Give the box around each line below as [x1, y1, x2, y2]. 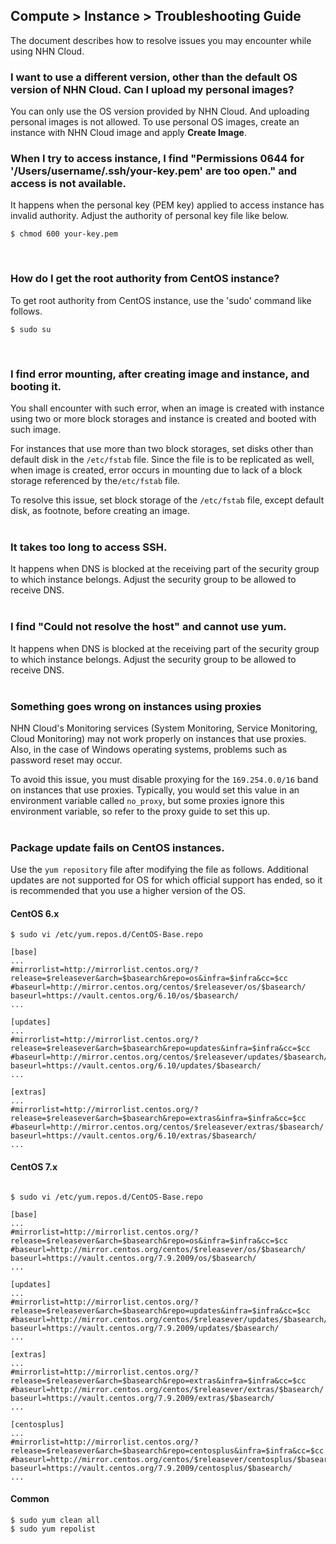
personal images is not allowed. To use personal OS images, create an [10, 116, 300, 128]
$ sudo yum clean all [10, 1515, 101, 1525]
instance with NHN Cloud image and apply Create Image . [10, 127, 247, 139]
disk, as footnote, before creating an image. [10, 505, 190, 516]
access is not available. [10, 177, 127, 191]
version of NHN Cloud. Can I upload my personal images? [10, 82, 295, 96]
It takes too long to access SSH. [10, 540, 168, 554]
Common [10, 1493, 50, 1505]
